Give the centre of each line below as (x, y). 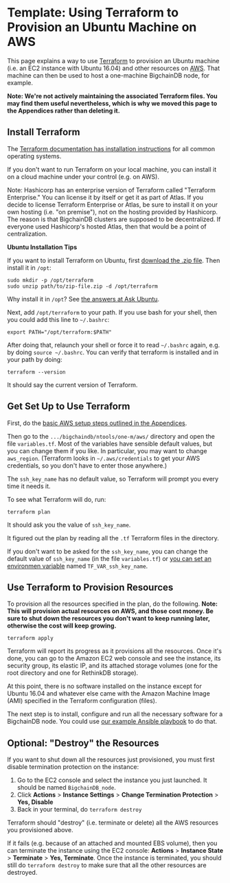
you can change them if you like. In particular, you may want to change (107, 450)
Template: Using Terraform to (93, 13)
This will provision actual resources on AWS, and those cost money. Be (111, 611)
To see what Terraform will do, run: (57, 499)
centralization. (27, 233)
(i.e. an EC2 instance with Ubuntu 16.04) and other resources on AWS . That (114, 68)
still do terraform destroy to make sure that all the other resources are (107, 865)
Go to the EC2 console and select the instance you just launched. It (112, 780)
